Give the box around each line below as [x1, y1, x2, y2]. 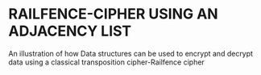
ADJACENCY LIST [8, 22, 132, 40]
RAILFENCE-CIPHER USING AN [8, 5, 219, 23]
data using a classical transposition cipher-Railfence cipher [8, 57, 205, 67]
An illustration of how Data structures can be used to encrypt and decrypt [8, 48, 254, 58]
